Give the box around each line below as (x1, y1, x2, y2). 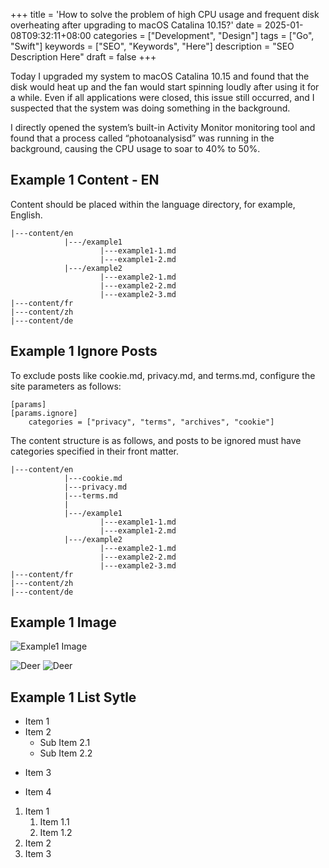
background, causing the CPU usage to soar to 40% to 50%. (10, 143, 261, 154)
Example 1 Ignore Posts (10, 343, 158, 360)
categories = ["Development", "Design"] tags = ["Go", (93, 30, 315, 41)
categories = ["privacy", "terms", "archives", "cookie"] (28, 417, 275, 427)
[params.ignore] (10, 408, 78, 418)
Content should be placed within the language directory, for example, (10, 198, 296, 210)
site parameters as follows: (10, 380, 122, 392)
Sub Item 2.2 (39, 747, 93, 759)
